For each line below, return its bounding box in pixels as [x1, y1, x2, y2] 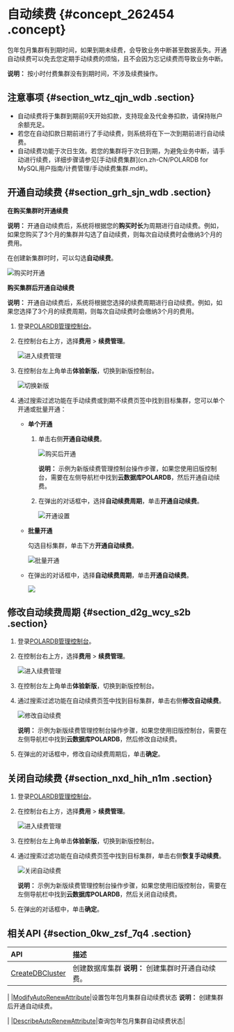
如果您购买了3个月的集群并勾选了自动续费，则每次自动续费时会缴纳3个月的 [7, 230, 223, 238]
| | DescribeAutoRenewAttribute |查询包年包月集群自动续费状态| [7, 1017, 186, 1025]
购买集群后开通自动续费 [7, 283, 75, 292]
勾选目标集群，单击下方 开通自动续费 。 [27, 541, 138, 550]
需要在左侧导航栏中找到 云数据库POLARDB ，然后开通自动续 [50, 473, 221, 481]
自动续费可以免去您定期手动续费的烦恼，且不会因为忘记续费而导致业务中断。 [7, 54, 227, 63]
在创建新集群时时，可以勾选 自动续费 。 [7, 253, 117, 262]
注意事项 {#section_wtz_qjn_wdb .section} [7, 92, 195, 103]
